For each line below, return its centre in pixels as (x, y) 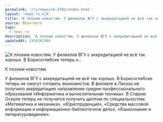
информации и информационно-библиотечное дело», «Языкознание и (78, 109)
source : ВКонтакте (24, 23)
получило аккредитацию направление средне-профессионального (75, 88)
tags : (10, 27)
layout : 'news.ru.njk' (28, 14)
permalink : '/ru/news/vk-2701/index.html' (49, 9)
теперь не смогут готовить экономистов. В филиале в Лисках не (72, 83)
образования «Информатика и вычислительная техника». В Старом (75, 94)
